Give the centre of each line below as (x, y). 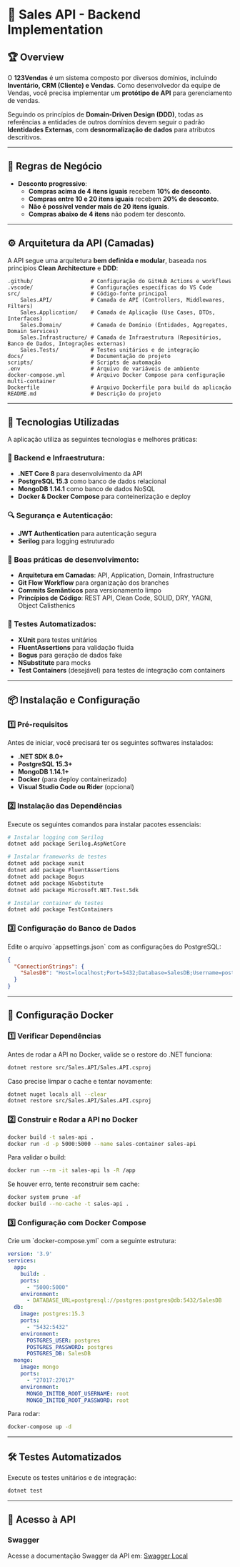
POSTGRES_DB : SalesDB (59, 1354)
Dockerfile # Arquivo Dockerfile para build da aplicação (120, 387)
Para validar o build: (37, 1157)
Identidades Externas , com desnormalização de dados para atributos (111, 129)
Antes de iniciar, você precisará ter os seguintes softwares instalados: (110, 743)
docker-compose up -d (40, 1427)
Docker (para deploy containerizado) (72, 779)
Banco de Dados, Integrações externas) (67, 343)
